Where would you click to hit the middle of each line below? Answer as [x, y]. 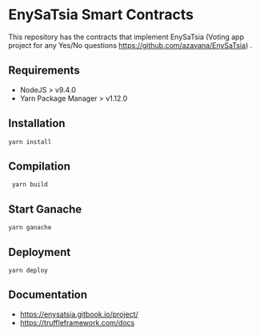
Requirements [44, 71]
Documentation [48, 295]
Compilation [39, 166]
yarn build [30, 185]
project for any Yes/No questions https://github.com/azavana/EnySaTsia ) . [130, 45]
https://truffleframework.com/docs [77, 322]
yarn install [30, 142]
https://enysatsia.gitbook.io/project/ [79, 314]
